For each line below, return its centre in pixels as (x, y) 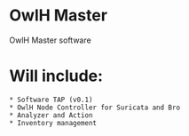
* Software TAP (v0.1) (51, 100)
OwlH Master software (50, 40)
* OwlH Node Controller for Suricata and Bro (94, 108)
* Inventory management (53, 123)
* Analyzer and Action (51, 115)
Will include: (56, 76)
